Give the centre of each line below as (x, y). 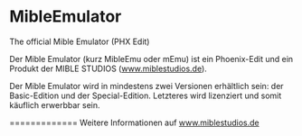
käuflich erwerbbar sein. (55, 104)
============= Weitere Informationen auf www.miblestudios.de (134, 122)
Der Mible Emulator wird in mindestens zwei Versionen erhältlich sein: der (146, 86)
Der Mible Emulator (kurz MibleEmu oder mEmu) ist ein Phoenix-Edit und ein (151, 59)
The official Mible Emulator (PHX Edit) (80, 41)
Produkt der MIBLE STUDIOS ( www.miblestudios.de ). (109, 68)
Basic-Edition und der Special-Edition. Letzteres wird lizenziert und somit (146, 95)
